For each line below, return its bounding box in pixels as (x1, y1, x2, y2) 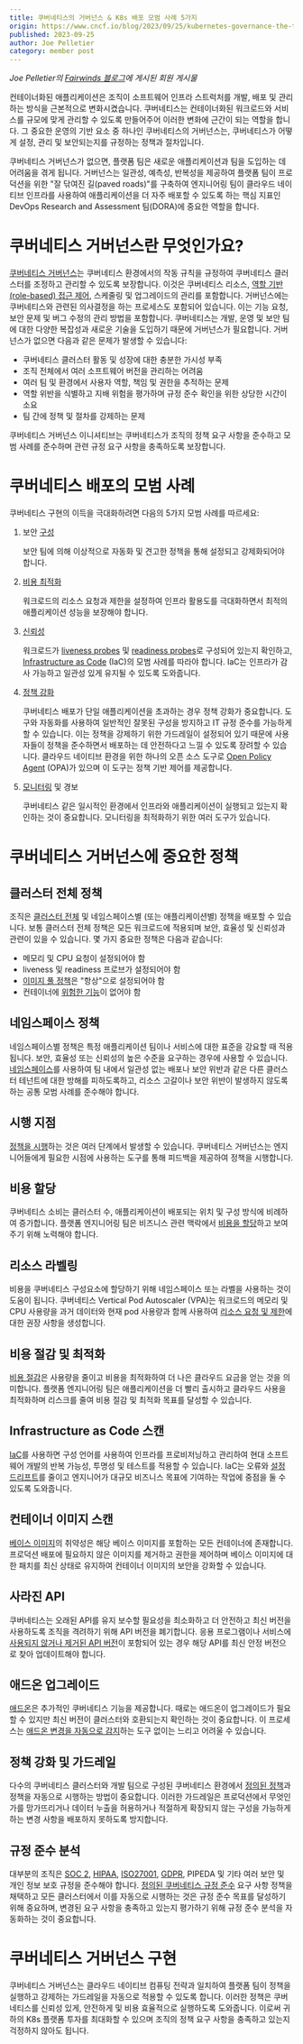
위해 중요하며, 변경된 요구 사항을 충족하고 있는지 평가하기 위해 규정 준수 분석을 (9, 1902, 284, 1912)
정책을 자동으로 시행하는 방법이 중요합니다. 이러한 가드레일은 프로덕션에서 (9, 1792, 268, 1802)
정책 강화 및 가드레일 (9, 1755, 116, 1770)
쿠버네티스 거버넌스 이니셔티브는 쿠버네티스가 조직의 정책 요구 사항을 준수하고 (9, 430, 282, 441)
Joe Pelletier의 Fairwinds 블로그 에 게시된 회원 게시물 (9, 73, 197, 84)
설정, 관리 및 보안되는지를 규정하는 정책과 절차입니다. (18, 137, 205, 148)
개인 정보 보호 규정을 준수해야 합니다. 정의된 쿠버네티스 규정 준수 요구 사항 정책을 (9, 1879, 293, 1890)
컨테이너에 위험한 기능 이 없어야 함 (22, 986, 142, 997)
